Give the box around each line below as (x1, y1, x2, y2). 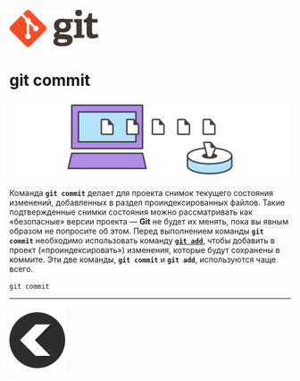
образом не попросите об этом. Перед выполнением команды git (9, 225, 264, 236)
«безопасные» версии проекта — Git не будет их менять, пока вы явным (9, 216, 288, 226)
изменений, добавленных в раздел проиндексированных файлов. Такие (9, 197, 286, 207)
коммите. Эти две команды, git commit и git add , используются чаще (9, 254, 277, 265)
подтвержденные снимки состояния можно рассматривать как (9, 207, 253, 217)
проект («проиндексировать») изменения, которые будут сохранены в (9, 244, 280, 255)
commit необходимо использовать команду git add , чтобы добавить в (9, 234, 275, 246)
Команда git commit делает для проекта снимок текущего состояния (9, 187, 274, 198)
